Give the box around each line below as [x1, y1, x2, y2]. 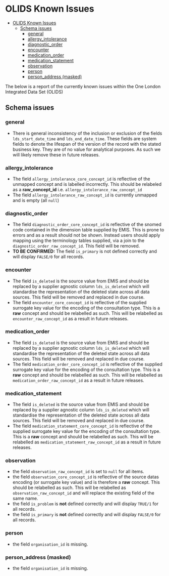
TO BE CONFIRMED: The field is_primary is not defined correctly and [12, 249, 157, 255]
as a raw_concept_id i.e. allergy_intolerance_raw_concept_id [12, 186, 142, 192]
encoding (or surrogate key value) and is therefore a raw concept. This [12, 479, 160, 485]
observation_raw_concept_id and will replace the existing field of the [12, 490, 155, 496]
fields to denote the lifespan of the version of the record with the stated [12, 141, 161, 147]
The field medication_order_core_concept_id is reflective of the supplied [12, 361, 163, 367]
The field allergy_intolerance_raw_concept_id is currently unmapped [12, 192, 157, 198]
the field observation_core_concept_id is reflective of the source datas [12, 474, 159, 480]
